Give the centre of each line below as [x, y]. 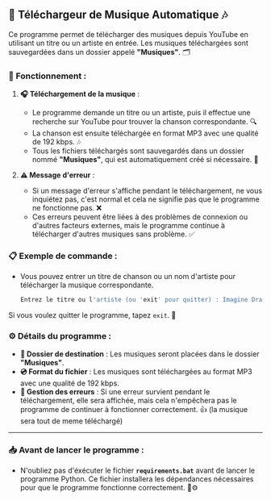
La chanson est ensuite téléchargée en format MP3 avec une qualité [145, 133]
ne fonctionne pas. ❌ [67, 208]
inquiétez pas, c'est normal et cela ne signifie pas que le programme [146, 199]
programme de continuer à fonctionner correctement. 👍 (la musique [134, 409]
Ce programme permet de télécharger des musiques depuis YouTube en [128, 34]
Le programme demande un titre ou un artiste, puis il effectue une [142, 113]
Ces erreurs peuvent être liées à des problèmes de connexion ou [140, 217]
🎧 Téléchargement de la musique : [79, 94]
